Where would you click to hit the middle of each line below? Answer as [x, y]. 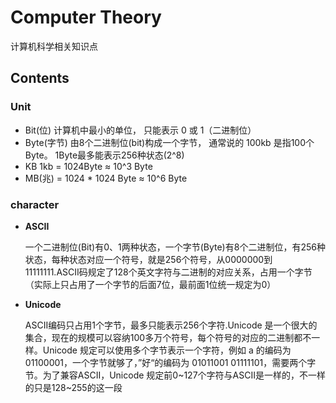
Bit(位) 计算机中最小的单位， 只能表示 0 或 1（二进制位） [140, 130]
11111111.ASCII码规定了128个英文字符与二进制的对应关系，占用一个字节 [168, 272]
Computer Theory [86, 17]
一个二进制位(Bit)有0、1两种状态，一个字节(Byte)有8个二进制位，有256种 [175, 247]
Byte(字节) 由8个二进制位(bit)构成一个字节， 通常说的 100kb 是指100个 [169, 142]
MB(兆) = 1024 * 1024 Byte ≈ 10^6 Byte [106, 178]
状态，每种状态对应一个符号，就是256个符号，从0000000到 [148, 259]
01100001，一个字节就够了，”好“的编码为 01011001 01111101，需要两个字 [170, 362]
